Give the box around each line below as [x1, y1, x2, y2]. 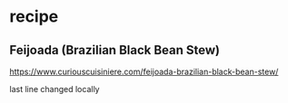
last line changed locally [9, 84, 100, 94]
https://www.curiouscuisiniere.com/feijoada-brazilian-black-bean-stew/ [9, 66, 279, 77]
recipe [9, 6, 59, 27]
